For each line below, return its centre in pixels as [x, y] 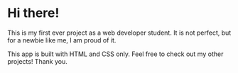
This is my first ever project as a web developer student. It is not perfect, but [119, 33]
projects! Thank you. [37, 61]
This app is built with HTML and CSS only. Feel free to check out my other [115, 54]
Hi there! [33, 13]
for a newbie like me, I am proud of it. [62, 40]
